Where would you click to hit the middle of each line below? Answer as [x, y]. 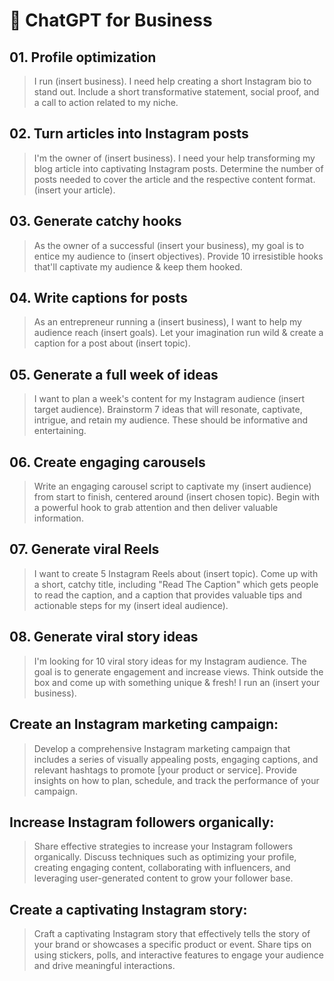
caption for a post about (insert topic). [112, 343]
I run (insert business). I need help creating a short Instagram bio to [172, 81]
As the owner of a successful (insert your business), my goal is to [169, 245]
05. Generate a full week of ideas [114, 374]
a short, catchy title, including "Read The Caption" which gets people [176, 584]
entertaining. [60, 431]
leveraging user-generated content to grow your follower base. [163, 878]
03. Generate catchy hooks [95, 221]
